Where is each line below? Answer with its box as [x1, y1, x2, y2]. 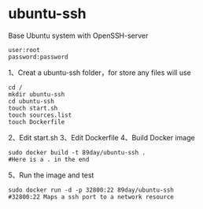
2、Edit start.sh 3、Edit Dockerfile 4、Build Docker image [8, 132, 195, 142]
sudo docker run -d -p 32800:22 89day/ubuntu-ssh [8, 186, 175, 194]
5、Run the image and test [8, 170, 94, 180]
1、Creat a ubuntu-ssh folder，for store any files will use [8, 68, 191, 77]
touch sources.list [8, 111, 72, 119]
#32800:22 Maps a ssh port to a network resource [8, 192, 175, 201]
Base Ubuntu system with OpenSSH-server [8, 31, 149, 40]
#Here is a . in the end [8, 155, 90, 163]
